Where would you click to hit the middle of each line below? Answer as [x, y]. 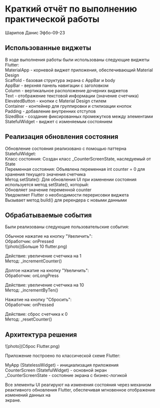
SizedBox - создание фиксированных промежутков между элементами [79, 116]
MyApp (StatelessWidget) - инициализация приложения [62, 365]
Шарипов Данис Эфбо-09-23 [35, 33]
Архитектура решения [41, 335]
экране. [13, 400]
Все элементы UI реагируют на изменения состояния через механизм [78, 385]
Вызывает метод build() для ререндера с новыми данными [66, 200]
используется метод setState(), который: [47, 184]
